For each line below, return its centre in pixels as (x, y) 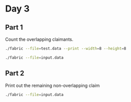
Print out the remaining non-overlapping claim (52, 85)
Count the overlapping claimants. (39, 39)
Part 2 (15, 73)
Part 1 (14, 27)
